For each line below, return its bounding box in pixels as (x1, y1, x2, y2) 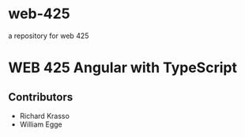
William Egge (19, 120, 62, 129)
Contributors (8, 90, 73, 104)
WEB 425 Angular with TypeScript (8, 59, 237, 77)
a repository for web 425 (8, 31, 89, 40)
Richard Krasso (19, 111, 70, 120)
